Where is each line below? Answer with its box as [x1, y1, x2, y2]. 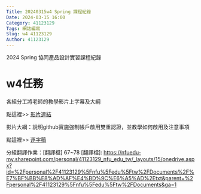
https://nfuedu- [103, 148, 142, 156]
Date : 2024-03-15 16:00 [6, 14, 66, 20]
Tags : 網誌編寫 [6, 25, 41, 32]
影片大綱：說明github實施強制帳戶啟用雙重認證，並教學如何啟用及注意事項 [6, 123, 190, 131]
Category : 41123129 [6, 20, 55, 26]
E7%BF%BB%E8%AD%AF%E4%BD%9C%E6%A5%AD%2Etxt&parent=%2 [6, 174, 193, 181]
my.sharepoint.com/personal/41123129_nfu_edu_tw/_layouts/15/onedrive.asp [6, 155, 195, 162]
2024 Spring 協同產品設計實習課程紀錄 [6, 54, 102, 60]
